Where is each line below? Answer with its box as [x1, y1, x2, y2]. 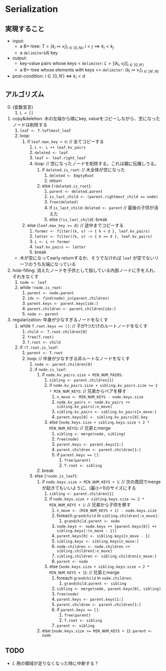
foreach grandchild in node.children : [56, 575, 132, 581]
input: [12, 38, 24, 44]
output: [12, 55, 27, 61]
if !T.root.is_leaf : [19, 344, 58, 350]
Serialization [5, 3, 58, 15]
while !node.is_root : [19, 285, 62, 290]
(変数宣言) [12, 104, 34, 110]
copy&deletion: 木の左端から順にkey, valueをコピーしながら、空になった [12, 116, 161, 121]
